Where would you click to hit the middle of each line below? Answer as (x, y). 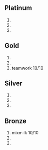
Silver (14, 84)
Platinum (18, 8)
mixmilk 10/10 (25, 133)
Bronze (16, 121)
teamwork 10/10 (27, 68)
